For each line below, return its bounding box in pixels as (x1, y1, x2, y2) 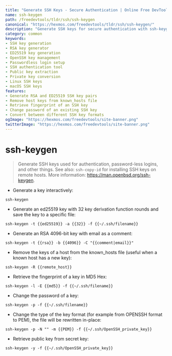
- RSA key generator (5, 46, 50, 51)
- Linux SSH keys (5, 79, 42, 84)
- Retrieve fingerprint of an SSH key (5, 103, 88, 108)
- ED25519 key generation (5, 50, 60, 55)
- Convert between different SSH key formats (5, 112, 104, 118)
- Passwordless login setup (5, 60, 66, 65)
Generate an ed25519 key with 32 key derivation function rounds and (12, 206, 159, 212)
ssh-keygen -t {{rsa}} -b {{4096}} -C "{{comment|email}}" (5, 240, 134, 245)
